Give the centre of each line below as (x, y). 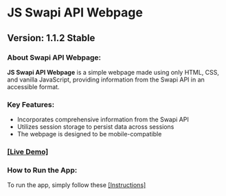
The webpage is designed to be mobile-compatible (89, 134)
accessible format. (33, 86)
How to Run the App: (42, 171)
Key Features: (31, 104)
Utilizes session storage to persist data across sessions (95, 127)
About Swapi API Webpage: (54, 58)
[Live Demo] (28, 152)
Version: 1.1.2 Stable (51, 38)
